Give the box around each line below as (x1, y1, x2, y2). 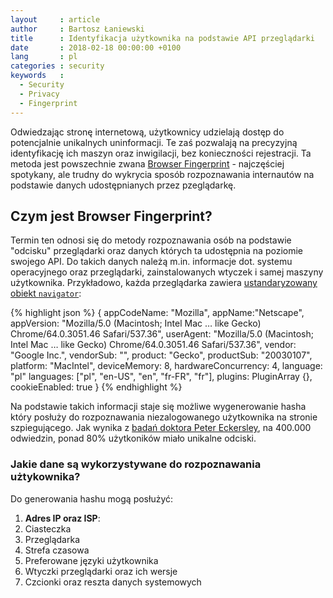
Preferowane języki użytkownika (24, 554, 159, 566)
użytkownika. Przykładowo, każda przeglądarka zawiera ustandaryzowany (10, 277, 318, 289)
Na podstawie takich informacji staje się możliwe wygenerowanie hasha (10, 401, 307, 413)
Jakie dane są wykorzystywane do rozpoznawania (10, 457, 262, 471)
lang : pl (10, 52, 78, 62)
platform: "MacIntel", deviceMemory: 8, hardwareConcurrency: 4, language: (10, 360, 323, 372)
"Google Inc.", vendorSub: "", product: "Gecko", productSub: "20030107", (10, 349, 313, 361)
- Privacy (19, 89, 60, 99)
